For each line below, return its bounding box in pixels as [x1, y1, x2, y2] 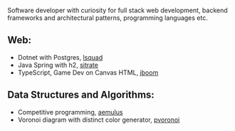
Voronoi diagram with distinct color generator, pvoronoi [17, 115, 180, 124]
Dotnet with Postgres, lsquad [17, 53, 103, 61]
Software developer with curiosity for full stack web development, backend [7, 6, 228, 14]
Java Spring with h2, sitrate [17, 61, 98, 69]
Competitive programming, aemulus [17, 108, 123, 116]
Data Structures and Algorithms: [7, 89, 155, 101]
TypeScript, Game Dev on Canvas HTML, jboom [17, 68, 159, 77]
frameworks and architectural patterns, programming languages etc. [7, 14, 208, 22]
